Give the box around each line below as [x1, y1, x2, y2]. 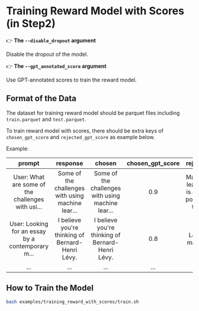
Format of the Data [6, 93, 77, 103]
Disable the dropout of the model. [6, 51, 88, 58]
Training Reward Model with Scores [6, 4, 185, 18]
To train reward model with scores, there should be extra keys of [6, 127, 164, 134]
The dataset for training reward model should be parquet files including [6, 109, 180, 117]
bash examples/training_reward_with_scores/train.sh [6, 299, 139, 304]
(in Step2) [6, 17, 56, 30]
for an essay [11, 227, 46, 235]
